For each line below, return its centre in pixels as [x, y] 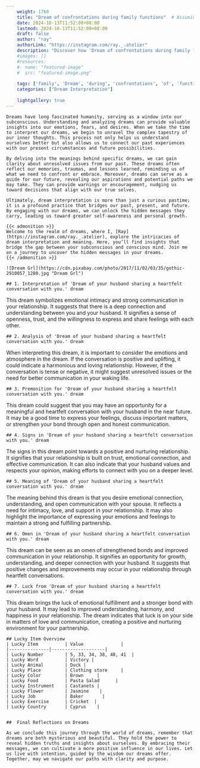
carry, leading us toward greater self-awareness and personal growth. [97, 216]
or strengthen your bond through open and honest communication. [88, 424]
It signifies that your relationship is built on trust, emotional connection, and [99, 457]
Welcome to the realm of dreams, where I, [60, 231]
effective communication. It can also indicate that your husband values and [98, 464]
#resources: [32, 61]
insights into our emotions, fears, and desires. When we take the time [98, 127]
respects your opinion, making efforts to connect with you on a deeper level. [100, 470]
